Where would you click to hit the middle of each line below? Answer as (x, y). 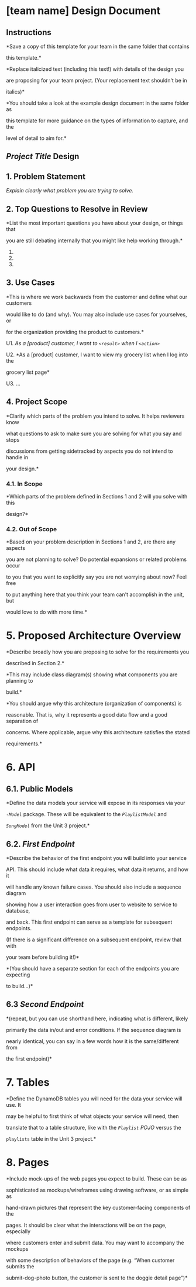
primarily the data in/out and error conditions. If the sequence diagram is (94, 1030)
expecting (18, 975)
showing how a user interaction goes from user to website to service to (92, 904)
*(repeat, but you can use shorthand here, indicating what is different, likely (97, 1018)
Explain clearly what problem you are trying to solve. (70, 191)
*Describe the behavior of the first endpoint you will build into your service (97, 858)
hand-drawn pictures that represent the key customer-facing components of (98, 1207)
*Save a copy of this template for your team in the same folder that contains (98, 46)
